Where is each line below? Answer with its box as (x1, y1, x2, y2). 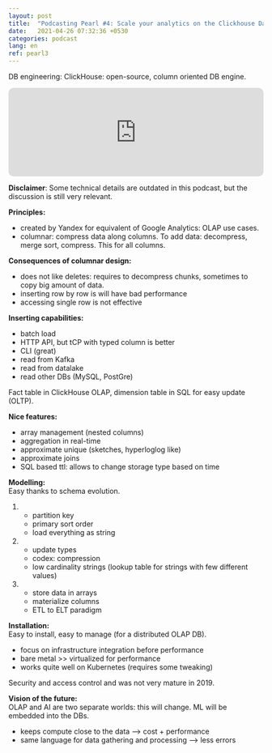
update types (32, 545, 77, 555)
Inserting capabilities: (8, 313, 84, 322)
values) (32, 571, 57, 580)
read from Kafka (19, 355, 75, 364)
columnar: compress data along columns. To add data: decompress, (19, 232, 249, 241)
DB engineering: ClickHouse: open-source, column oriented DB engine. (8, 72, 247, 81)
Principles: (8, 207, 46, 217)
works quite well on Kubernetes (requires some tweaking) (19, 662, 213, 672)
